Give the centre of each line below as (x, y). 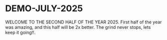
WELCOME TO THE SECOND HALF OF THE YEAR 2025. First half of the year (83, 22)
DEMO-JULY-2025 (44, 9)
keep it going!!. (20, 32)
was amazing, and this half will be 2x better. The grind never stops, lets (78, 27)
